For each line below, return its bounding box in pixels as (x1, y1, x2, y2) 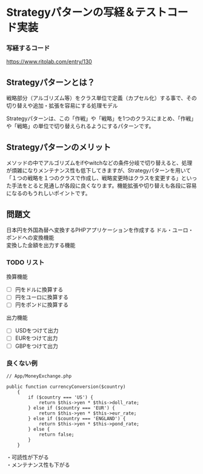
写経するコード (6, 44, 50, 52)
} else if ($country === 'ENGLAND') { (28, 415, 126, 422)
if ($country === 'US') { (28, 394, 94, 401)
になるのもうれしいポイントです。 (6, 189, 91, 197)
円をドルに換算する (15, 286, 64, 293)
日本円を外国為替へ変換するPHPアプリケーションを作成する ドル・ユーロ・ (6, 226, 194, 234)
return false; (38, 432, 75, 438)
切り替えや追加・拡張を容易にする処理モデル (6, 102, 118, 109)
